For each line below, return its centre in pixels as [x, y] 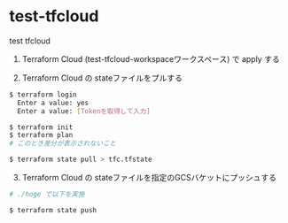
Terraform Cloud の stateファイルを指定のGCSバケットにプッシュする [149, 178]
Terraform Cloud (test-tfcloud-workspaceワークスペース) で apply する [151, 58]
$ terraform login [43, 95]
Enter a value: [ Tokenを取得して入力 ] [84, 111]
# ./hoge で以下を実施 [47, 195]
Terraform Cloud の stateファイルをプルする [102, 78]
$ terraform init [41, 127]
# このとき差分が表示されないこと [63, 143]
